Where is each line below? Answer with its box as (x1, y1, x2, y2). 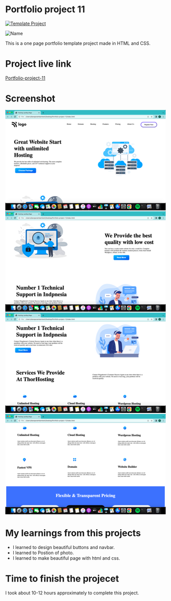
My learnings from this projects (5, 528, 141, 539)
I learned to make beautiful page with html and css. (12, 555, 121, 561)
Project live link (5, 58, 72, 70)
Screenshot (5, 93, 55, 104)
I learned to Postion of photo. (12, 550, 74, 556)
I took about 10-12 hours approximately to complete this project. (5, 590, 139, 596)
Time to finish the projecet (5, 572, 119, 584)
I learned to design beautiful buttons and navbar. (12, 544, 115, 550)
